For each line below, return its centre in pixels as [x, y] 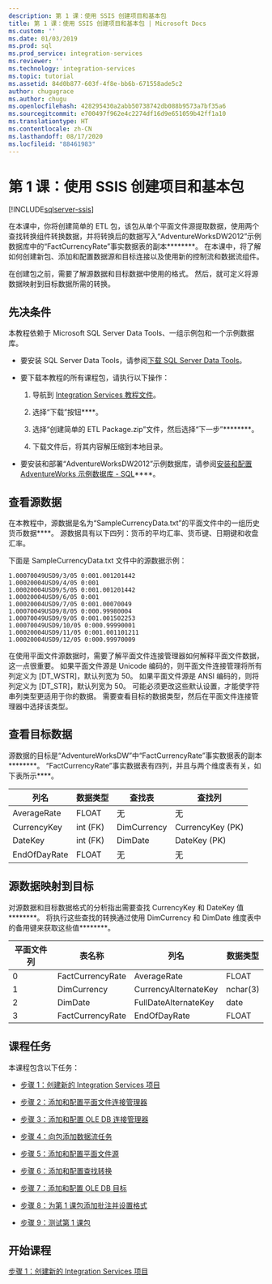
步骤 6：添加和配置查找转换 [66, 1171]
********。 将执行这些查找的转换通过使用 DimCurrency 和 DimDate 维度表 [131, 918]
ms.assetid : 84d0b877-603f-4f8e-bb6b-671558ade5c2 [96, 83]
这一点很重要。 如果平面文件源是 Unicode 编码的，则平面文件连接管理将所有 [136, 666]
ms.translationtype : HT [49, 122]
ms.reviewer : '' [36, 62]
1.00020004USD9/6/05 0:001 [54, 597]
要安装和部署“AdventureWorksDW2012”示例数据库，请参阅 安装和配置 [136, 464]
